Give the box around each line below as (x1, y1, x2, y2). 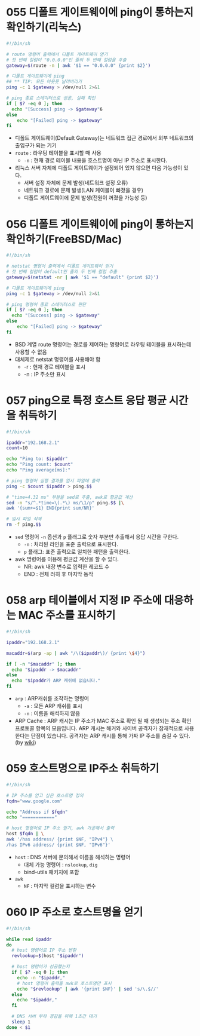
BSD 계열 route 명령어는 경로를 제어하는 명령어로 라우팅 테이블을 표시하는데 (14, 341, 192, 348)
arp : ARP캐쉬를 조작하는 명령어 (14, 695, 90, 702)
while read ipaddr (6, 936, 52, 942)
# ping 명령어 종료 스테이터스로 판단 (6, 301, 87, 308)
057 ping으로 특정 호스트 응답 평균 (6, 394, 167, 407)
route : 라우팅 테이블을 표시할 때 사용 (14, 149, 101, 157)
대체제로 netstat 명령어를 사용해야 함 (14, 355, 101, 363)
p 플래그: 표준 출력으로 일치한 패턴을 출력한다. (23, 548, 130, 556)
